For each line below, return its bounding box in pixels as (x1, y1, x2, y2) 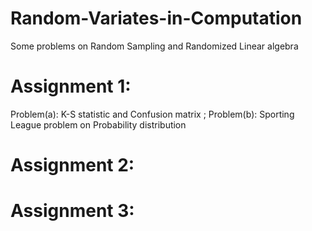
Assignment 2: (10, 154, 135, 177)
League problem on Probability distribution (10, 118, 187, 131)
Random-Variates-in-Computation (10, 7, 303, 30)
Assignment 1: (10, 75, 132, 98)
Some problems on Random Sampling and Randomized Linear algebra (10, 40, 299, 52)
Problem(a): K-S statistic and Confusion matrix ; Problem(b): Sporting (10, 108, 295, 120)
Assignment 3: (10, 200, 135, 222)
